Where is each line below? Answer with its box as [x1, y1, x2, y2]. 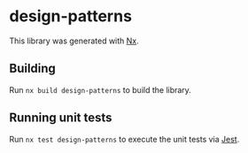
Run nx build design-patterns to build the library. [9, 84, 192, 95]
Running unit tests [9, 111, 112, 126]
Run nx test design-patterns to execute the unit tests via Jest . [9, 134, 240, 144]
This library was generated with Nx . [9, 35, 139, 46]
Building [9, 61, 56, 76]
